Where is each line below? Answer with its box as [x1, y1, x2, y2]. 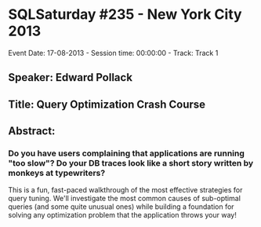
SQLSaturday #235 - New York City [8, 5, 242, 24]
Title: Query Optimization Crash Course [8, 97, 206, 111]
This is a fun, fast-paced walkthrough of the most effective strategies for [8, 185, 243, 195]
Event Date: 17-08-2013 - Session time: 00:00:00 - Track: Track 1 [8, 48, 219, 57]
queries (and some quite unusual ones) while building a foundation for [8, 202, 234, 211]
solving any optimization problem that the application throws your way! [8, 211, 237, 220]
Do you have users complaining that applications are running [8, 148, 245, 159]
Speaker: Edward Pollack [8, 71, 133, 84]
